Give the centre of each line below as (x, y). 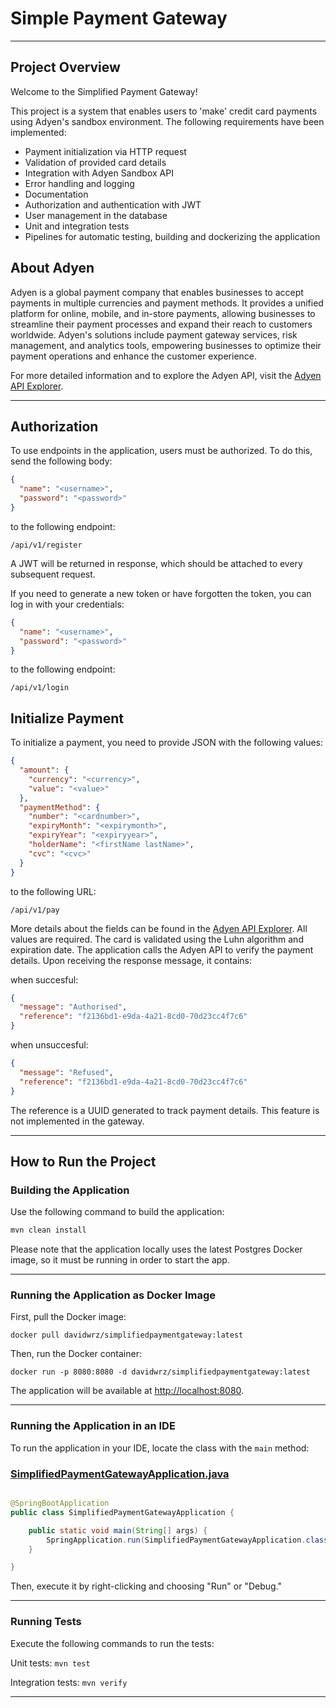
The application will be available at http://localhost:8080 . (127, 1391)
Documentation (56, 194)
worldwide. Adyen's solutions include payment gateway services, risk (154, 334)
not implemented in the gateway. (77, 1121)
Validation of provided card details (95, 162)
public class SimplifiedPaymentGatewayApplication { (122, 1512)
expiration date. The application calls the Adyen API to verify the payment (162, 949)
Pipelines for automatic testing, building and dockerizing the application (172, 236)
